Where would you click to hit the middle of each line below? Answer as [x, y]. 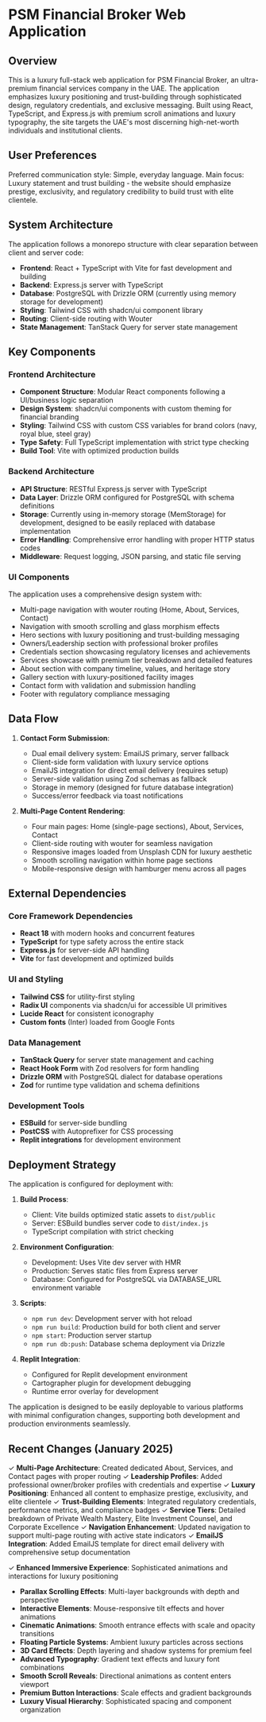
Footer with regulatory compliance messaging [95, 693]
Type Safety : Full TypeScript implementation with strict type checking [134, 442]
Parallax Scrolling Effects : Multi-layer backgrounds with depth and [129, 1591]
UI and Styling [36, 979]
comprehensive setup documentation [69, 1552]
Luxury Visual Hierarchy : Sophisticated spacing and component [125, 1701]
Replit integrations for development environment [100, 1140]
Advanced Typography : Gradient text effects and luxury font [120, 1658]
